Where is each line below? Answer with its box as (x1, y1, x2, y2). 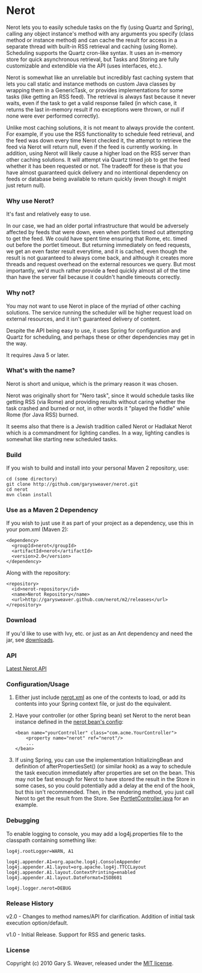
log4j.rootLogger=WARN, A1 (6, 848, 74, 854)
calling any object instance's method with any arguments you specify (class (6, 30, 194, 37)
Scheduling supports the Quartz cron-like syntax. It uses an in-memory (6, 49, 183, 56)
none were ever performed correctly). (6, 112, 100, 120)
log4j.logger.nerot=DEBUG (6, 885, 71, 891)
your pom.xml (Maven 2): (6, 526, 69, 533)
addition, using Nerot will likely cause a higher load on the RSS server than (6, 149, 191, 157)
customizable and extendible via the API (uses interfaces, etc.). (6, 62, 163, 69)
